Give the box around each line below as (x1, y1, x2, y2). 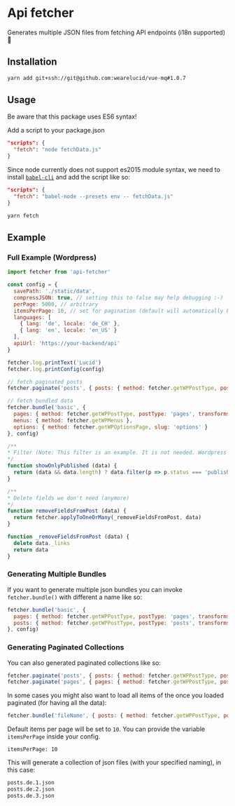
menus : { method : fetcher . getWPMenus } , (13, 417, 133, 424)
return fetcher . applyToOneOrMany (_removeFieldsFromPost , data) (13, 514, 201, 521)
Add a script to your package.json (7, 126, 105, 135)
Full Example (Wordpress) (7, 253, 97, 262)
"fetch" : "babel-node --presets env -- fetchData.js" (13, 193, 173, 200)
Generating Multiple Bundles (7, 570, 107, 579)
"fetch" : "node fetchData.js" (13, 146, 101, 154)
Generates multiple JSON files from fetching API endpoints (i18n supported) (7, 28, 226, 36)
